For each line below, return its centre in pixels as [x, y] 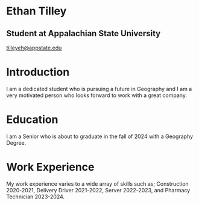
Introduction [38, 72]
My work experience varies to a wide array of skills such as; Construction [97, 184]
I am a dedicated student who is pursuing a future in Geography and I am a [99, 89]
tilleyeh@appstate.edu [34, 48]
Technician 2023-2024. [36, 197]
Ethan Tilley [36, 11]
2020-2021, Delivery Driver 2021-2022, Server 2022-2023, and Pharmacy [98, 190]
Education [32, 120]
